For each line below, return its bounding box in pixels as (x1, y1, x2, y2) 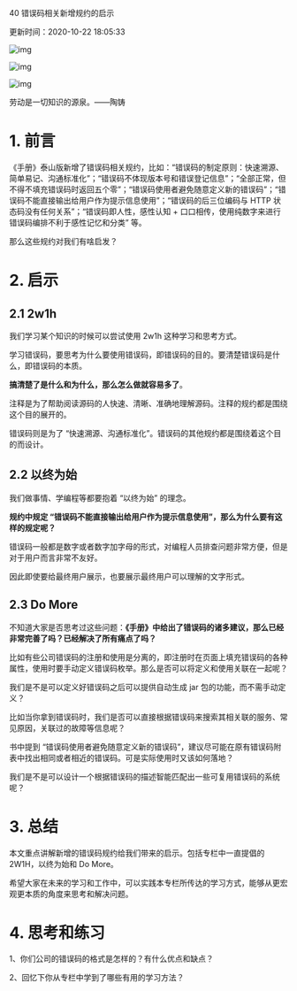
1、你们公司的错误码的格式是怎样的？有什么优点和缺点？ (9, 954, 214, 964)
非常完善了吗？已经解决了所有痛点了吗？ (9, 633, 156, 643)
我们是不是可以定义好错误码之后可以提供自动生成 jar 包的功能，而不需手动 (9, 681, 278, 692)
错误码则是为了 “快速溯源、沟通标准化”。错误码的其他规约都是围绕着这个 (9, 427, 274, 438)
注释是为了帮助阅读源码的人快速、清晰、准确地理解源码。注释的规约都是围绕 (9, 397, 288, 409)
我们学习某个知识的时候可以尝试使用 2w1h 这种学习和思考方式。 (9, 330, 241, 341)
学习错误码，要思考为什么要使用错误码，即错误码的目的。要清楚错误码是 (9, 349, 272, 360)
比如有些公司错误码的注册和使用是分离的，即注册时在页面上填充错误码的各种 (9, 651, 288, 662)
